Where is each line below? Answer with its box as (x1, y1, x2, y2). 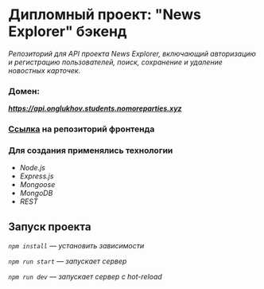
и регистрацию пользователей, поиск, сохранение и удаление (8, 57, 223, 67)
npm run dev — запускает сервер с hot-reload (8, 272, 163, 282)
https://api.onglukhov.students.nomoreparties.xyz (8, 103, 182, 113)
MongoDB (19, 189, 53, 198)
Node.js (19, 163, 46, 173)
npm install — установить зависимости (8, 241, 145, 251)
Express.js (19, 171, 54, 181)
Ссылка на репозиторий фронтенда (8, 123, 155, 135)
